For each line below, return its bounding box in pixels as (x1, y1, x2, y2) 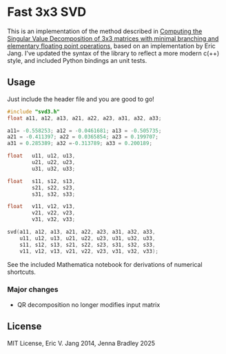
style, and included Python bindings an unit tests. (7, 56, 147, 64)
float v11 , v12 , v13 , (7, 203, 76, 210)
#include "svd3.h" (7, 108, 60, 115)
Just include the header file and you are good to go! (7, 95, 155, 103)
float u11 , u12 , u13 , (7, 153, 76, 160)
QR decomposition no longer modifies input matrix (17, 300, 161, 308)
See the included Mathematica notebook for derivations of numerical (7, 260, 203, 268)
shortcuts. (7, 268, 37, 276)
